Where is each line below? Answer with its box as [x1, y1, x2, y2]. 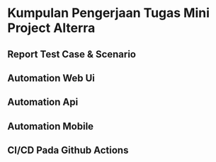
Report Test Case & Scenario [7, 48, 137, 60]
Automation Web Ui [7, 72, 96, 84]
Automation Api [7, 96, 79, 108]
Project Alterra [7, 20, 96, 36]
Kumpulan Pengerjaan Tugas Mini [7, 5, 210, 21]
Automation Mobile [7, 120, 94, 132]
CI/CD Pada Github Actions [7, 144, 129, 156]
